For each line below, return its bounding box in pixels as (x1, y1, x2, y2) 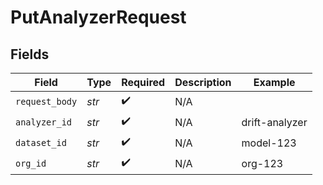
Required (121, 76, 166, 89)
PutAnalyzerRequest (10, 6, 187, 29)
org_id (15, 157, 47, 169)
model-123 (241, 136, 297, 150)
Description (174, 76, 232, 89)
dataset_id (15, 137, 67, 148)
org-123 (241, 156, 284, 170)
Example (253, 76, 296, 89)
